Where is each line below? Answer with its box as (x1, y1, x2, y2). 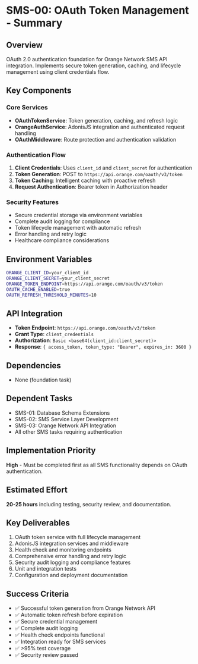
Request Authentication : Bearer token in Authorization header (14, 183, 168, 190)
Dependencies (6, 361, 61, 371)
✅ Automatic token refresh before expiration (14, 611, 123, 619)
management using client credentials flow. (6, 68, 110, 75)
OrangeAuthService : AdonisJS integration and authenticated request (14, 123, 185, 130)
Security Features (6, 198, 59, 206)
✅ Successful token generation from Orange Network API (14, 605, 156, 612)
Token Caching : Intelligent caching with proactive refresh (14, 177, 156, 184)
